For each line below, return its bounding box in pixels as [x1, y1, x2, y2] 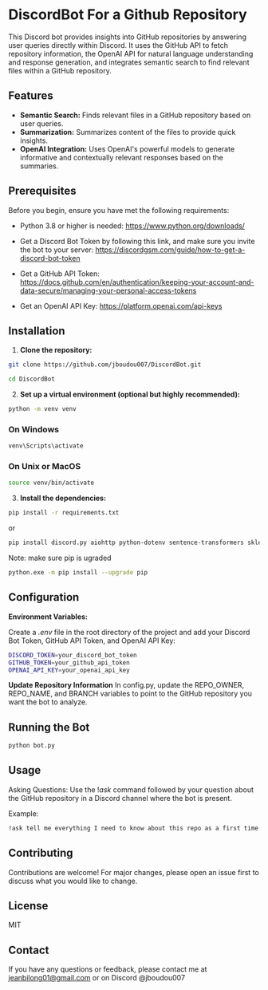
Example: [8, 808, 39, 818]
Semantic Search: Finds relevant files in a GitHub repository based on [19, 110, 251, 120]
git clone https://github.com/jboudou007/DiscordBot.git [8, 361, 202, 369]
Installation [8, 324, 65, 337]
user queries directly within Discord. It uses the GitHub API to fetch [8, 40, 229, 49]
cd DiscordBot [8, 375, 56, 384]
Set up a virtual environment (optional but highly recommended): [19, 389, 241, 400]
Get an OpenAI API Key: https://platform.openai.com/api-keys [19, 301, 223, 310]
